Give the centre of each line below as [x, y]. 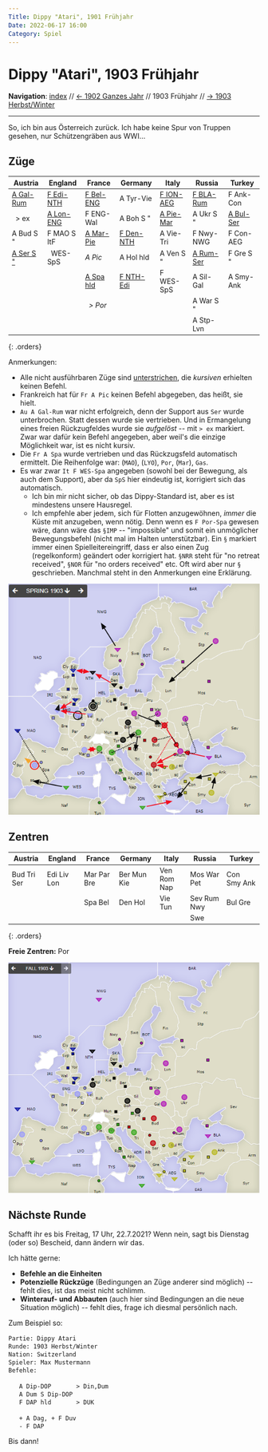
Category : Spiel [35, 34]
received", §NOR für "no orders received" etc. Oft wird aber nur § [136, 564]
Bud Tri [24, 875]
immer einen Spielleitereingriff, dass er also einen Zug [120, 547]
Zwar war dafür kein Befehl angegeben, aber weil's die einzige [122, 437]
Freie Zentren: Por [39, 951]
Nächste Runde [47, 1215]
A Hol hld [134, 257]
